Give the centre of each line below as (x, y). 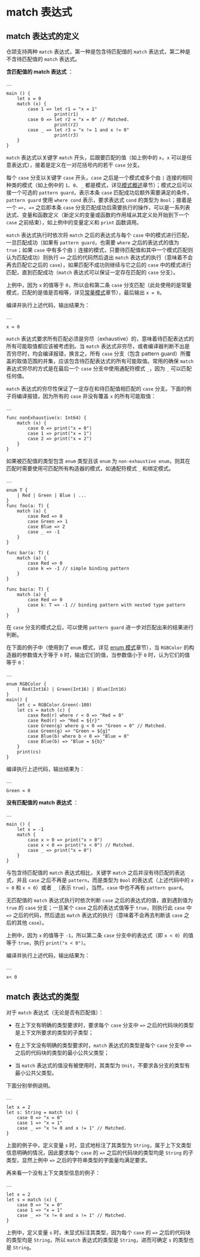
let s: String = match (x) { (42, 1112)
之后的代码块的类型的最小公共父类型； (62, 1052)
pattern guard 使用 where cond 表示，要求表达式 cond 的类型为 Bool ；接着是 (99, 200)
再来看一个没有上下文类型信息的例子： (53, 1172)
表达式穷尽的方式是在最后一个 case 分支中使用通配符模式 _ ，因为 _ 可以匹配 (99, 368)
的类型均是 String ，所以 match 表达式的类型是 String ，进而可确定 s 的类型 (98, 1240)
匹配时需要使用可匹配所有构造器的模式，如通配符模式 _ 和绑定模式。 (90, 468)
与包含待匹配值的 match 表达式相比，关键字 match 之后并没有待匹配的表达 (96, 873)
